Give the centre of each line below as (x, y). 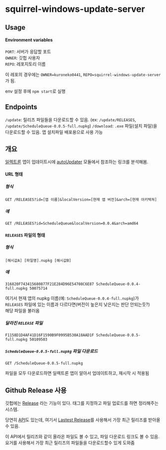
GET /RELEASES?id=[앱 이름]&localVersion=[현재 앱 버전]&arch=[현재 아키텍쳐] (81, 200)
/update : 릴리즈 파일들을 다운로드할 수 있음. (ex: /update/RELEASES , (71, 119)
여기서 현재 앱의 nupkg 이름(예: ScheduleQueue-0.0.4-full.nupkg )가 (72, 299)
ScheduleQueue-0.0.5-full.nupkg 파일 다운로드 (52, 351)
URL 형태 (14, 174)
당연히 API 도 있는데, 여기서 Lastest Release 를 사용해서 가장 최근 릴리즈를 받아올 (83, 420)
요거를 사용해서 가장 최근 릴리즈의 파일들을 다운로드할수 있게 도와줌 (70, 443)
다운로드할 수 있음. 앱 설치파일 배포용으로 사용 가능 (54, 132)
